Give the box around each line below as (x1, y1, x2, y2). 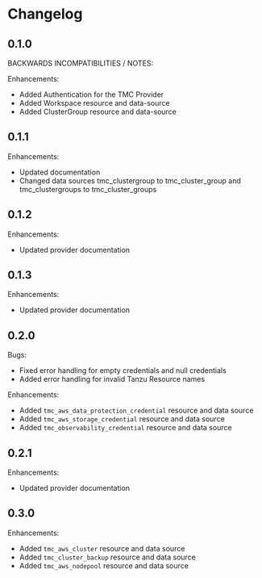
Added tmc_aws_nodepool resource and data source (19, 560, 189, 570)
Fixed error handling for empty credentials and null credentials (19, 366, 227, 375)
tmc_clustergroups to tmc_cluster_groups (19, 184, 157, 194)
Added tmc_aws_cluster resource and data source (19, 543, 185, 553)
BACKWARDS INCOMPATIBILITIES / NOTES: (7, 58, 154, 68)
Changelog (7, 5, 83, 23)
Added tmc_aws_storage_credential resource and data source (19, 414, 225, 424)
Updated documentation (19, 167, 101, 177)
